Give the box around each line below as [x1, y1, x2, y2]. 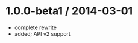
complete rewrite [14, 24, 57, 31]
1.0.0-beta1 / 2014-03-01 [5, 4, 133, 18]
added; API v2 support [14, 30, 71, 37]
